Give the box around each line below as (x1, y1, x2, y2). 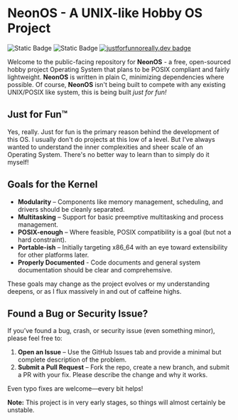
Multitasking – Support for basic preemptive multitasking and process (17, 212, 224, 221)
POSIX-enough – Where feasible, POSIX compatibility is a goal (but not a (17, 227, 232, 236)
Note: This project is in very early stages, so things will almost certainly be (7, 398, 226, 407)
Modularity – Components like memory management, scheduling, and (17, 198, 224, 206)
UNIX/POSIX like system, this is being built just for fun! (7, 88, 167, 96)
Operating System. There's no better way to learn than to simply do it (7, 150, 210, 158)
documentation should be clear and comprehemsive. (17, 265, 173, 274)
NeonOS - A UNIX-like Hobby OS (7, 5, 203, 21)
